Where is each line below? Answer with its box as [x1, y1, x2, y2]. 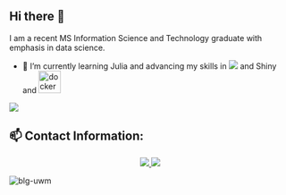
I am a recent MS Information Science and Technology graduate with [9, 32, 263, 43]
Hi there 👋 [9, 9, 65, 24]
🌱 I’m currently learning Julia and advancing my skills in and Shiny [21, 60, 277, 72]
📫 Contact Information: [9, 129, 145, 144]
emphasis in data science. [9, 42, 105, 53]
